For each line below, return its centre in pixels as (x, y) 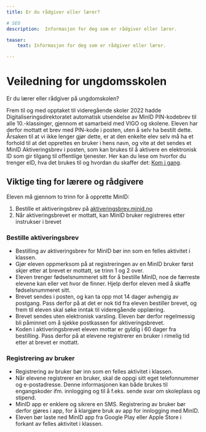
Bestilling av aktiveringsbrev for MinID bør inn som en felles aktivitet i (103, 251)
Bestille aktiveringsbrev (42, 237)
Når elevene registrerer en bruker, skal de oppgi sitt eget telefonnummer (107, 378)
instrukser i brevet (38, 221)
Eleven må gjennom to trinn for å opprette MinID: (68, 197)
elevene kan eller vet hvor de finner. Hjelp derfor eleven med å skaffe (103, 284)
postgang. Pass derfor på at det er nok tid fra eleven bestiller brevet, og (106, 303)
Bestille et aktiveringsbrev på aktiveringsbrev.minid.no (84, 208)
